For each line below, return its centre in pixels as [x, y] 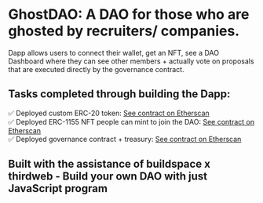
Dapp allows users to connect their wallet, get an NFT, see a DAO [114, 53]
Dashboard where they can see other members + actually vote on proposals [131, 61]
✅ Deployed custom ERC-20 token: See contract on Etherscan [109, 113]
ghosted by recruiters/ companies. [124, 31]
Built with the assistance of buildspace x [109, 164]
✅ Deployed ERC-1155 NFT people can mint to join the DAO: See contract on [131, 121]
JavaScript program [58, 188]
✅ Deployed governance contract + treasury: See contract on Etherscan [125, 139]
